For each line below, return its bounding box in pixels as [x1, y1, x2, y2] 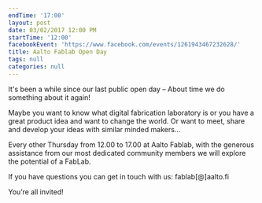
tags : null [8, 56, 44, 64]
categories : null [8, 63, 65, 71]
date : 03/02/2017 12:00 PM [8, 26, 97, 34]
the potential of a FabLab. [8, 157, 92, 166]
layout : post [8, 19, 51, 27]
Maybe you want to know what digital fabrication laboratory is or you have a [8, 108, 254, 117]
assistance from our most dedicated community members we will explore [8, 148, 246, 157]
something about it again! [8, 92, 90, 102]
